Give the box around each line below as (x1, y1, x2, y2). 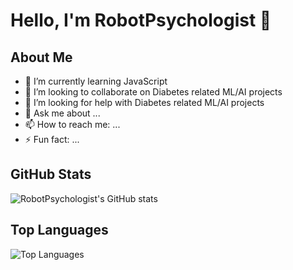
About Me (10, 49, 73, 66)
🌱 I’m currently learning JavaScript (24, 75, 168, 87)
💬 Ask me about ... (24, 107, 101, 119)
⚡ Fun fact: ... (24, 134, 80, 145)
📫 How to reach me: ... (24, 119, 121, 130)
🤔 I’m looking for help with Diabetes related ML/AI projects (24, 97, 265, 108)
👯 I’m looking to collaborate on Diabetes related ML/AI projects (24, 86, 283, 98)
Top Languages (10, 222, 109, 239)
